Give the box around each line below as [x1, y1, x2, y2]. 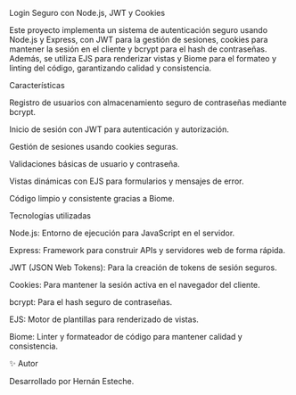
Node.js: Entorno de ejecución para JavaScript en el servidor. [9, 227, 235, 238]
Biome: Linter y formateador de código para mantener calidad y [9, 332, 243, 342]
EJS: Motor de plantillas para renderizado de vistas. [9, 314, 199, 325]
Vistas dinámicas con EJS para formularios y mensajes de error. [9, 176, 244, 186]
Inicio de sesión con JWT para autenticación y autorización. [9, 124, 229, 135]
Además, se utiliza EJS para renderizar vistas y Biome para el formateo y [9, 53, 277, 63]
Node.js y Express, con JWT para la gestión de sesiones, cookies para [9, 35, 268, 45]
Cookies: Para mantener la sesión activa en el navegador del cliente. [9, 280, 260, 290]
